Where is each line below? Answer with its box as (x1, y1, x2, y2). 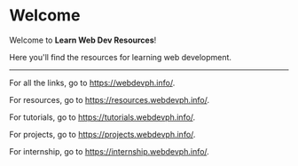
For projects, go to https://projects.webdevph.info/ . (9, 129, 196, 139)
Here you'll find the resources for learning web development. (9, 51, 232, 62)
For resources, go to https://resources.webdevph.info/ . (9, 94, 210, 105)
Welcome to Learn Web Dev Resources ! (9, 35, 157, 45)
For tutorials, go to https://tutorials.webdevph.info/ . (9, 112, 196, 123)
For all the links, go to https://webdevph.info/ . (9, 77, 176, 88)
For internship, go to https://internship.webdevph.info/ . (9, 146, 210, 156)
